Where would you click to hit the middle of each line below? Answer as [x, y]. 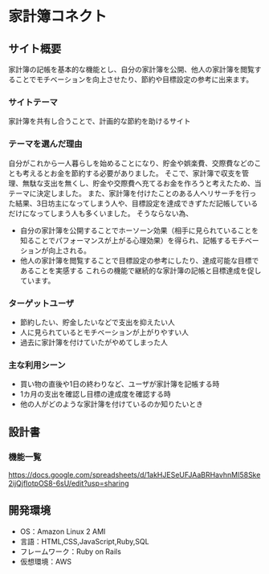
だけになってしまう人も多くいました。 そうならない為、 [101, 213]
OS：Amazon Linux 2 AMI [63, 531]
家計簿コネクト [58, 16]
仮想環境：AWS [46, 561]
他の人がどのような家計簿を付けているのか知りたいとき [111, 404]
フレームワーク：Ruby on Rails [71, 552]
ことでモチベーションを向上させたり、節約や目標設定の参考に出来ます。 [134, 79]
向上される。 [69, 250]
